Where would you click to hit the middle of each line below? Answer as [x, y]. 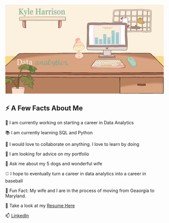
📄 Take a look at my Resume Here [40, 206]
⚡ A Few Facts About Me [44, 108]
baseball [14, 181]
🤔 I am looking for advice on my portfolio [47, 154]
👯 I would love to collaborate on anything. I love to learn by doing [72, 144]
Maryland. [16, 196]
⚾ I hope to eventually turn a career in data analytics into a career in [76, 174]
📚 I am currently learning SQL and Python [49, 133]
